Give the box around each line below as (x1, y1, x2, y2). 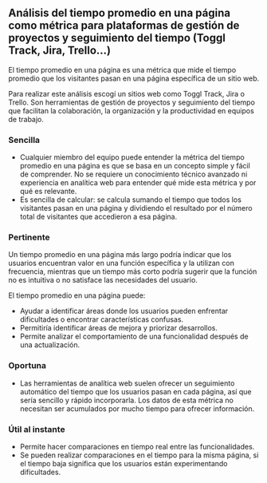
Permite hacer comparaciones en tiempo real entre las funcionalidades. (19, 442, 255, 451)
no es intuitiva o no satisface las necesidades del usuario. (8, 275, 198, 285)
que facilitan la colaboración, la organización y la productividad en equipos (8, 105, 255, 115)
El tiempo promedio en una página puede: (8, 291, 146, 300)
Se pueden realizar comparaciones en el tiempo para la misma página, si (19, 450, 259, 460)
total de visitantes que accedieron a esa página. (19, 212, 178, 222)
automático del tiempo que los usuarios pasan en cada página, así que (19, 386, 252, 396)
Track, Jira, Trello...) (8, 44, 112, 57)
